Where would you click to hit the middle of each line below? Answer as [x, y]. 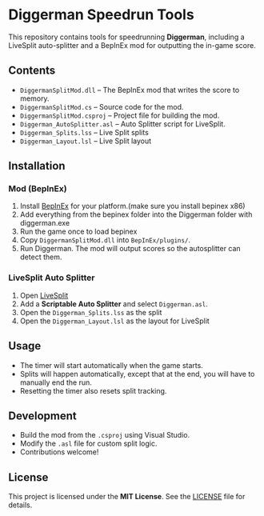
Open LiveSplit [44, 295]
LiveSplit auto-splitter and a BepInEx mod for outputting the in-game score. [132, 45]
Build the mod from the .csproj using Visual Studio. [105, 435]
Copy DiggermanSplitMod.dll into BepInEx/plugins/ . [105, 240]
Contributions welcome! [59, 452]
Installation [37, 166]
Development [43, 416]
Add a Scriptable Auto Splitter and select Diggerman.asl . [114, 304]
